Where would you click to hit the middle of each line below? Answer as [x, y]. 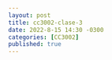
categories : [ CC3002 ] [44, 37]
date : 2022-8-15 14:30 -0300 [56, 30]
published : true [35, 44]
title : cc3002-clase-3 [45, 23]
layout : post [30, 15]
